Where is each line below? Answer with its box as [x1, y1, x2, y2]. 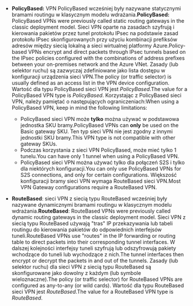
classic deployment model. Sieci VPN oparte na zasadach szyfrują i [11, 23, 174, 30]
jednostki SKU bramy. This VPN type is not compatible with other [20, 134, 175, 141]
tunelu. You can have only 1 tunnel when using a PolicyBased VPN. [20, 153, 180, 159]
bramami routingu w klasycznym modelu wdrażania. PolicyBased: [11, 11, 170, 18]
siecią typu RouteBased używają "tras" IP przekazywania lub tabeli [11, 220, 173, 227]
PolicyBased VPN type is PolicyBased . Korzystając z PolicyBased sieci [11, 92, 182, 99]
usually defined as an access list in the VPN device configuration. [11, 79, 170, 86]
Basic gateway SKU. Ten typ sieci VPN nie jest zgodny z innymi [20, 128, 173, 135]
